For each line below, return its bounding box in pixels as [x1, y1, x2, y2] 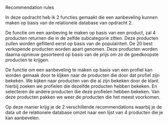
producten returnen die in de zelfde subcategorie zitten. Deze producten [5, 35, 159, 41]
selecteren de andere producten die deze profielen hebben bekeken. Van [5, 89, 160, 94]
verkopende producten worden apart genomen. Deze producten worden [5, 46, 158, 52]
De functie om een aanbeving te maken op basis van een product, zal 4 [5, 30, 156, 35]
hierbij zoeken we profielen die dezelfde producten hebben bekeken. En [5, 83, 157, 89]
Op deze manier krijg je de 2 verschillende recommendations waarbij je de [5, 104, 162, 110]
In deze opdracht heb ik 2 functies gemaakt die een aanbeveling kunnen [5, 14, 158, 20]
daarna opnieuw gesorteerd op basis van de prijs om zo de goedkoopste [5, 51, 159, 57]
